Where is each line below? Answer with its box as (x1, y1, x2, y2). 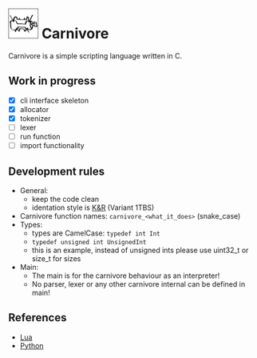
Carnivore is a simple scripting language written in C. (8, 50, 182, 60)
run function (19, 132, 61, 141)
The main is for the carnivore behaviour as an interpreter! (31, 271, 220, 280)
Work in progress (8, 74, 96, 88)
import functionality (19, 141, 85, 151)
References (8, 311, 67, 324)
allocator (19, 104, 49, 114)
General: (19, 185, 49, 195)
